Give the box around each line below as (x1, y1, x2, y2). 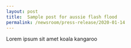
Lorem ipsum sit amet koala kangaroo (6, 36, 97, 43)
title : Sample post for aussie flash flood (6, 14, 117, 20)
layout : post (6, 8, 38, 15)
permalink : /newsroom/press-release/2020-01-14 (6, 19, 126, 25)
